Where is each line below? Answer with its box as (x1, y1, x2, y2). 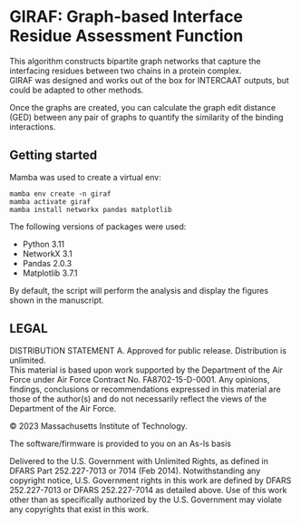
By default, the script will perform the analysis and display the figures (9, 285, 269, 296)
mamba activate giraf (9, 197, 92, 206)
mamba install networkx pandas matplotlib (9, 205, 172, 214)
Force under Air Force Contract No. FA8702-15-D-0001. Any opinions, (9, 374, 270, 384)
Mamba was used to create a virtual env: (9, 171, 161, 182)
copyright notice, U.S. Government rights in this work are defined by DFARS (9, 474, 292, 486)
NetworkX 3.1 (22, 247, 73, 259)
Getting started (9, 148, 98, 163)
